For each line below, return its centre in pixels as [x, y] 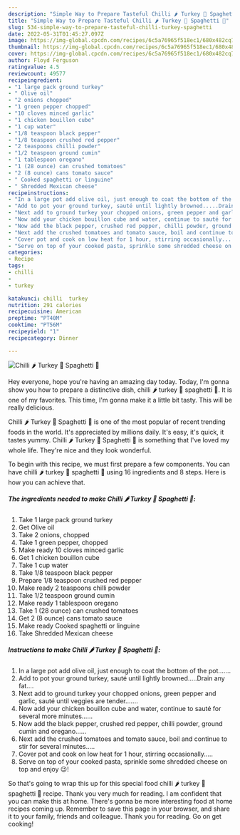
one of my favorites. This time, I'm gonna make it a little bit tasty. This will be [120, 400]
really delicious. [31, 408]
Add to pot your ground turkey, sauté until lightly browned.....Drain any [121, 678]
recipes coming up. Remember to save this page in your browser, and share [119, 809]
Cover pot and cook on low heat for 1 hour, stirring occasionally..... [115, 754]
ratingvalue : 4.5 [34, 67]
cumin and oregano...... [52, 731]
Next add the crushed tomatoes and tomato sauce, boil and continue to [123, 739]
